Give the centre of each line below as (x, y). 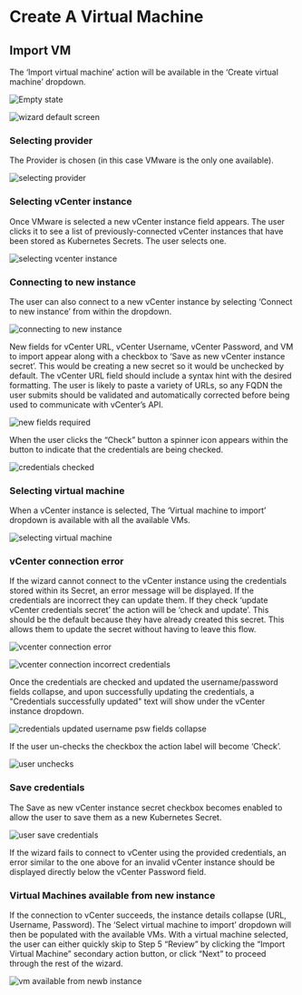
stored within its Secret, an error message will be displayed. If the (132, 591)
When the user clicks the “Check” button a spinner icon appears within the (149, 439)
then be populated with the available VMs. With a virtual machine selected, (149, 935)
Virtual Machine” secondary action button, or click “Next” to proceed (138, 954)
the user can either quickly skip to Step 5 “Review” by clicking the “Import (147, 944)
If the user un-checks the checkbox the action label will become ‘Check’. (145, 747)
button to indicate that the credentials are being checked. (117, 449)
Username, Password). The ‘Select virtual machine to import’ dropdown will (151, 925)
